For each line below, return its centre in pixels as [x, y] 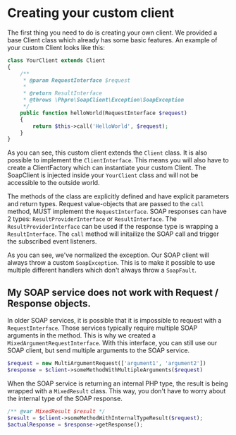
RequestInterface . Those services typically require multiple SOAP [103, 328]
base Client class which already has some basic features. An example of [112, 40]
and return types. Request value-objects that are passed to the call [106, 204]
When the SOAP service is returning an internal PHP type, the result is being [118, 383]
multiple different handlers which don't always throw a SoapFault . [102, 270]
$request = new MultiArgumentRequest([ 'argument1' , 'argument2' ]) [107, 364]
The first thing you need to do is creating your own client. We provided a [112, 32]
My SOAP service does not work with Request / [113, 292]
